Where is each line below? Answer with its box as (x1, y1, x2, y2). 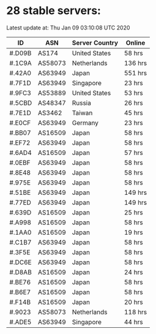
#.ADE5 (9, 317, 32, 326)
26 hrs (124, 99, 143, 107)
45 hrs (124, 108, 143, 117)
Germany (72, 118, 99, 127)
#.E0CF (9, 118, 31, 127)
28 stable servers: (6, 4, 101, 18)
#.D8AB (9, 268, 32, 276)
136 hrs (124, 59, 147, 67)
